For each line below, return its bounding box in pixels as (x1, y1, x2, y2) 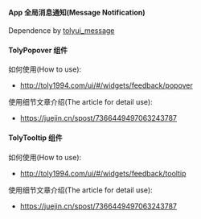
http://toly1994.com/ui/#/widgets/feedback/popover (19, 81, 193, 90)
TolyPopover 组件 (8, 45, 68, 55)
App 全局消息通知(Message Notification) (8, 7, 146, 17)
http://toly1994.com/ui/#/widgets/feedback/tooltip (19, 168, 187, 178)
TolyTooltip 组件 (8, 133, 63, 143)
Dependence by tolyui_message (8, 26, 115, 35)
